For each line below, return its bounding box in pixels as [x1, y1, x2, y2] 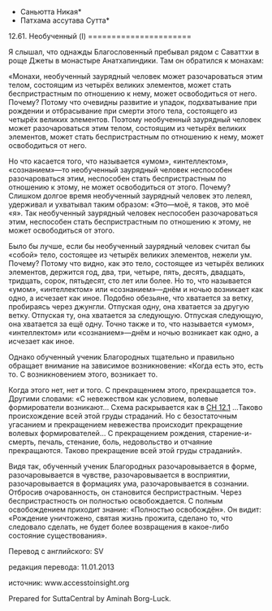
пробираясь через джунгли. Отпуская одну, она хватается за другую [8, 302, 250, 312]
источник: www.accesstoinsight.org [8, 578, 130, 587]
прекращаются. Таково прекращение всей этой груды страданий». [8, 446, 243, 455]
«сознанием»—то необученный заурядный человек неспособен [8, 165, 233, 174]
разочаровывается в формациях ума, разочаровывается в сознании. [8, 479, 249, 488]
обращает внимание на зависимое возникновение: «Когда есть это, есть [8, 361, 264, 370]
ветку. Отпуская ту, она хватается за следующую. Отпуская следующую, [8, 311, 264, 320]
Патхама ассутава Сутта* [19, 15, 110, 25]
